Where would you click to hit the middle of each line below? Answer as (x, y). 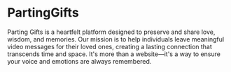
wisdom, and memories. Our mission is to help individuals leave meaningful (116, 39)
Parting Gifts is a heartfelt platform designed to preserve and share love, (111, 32)
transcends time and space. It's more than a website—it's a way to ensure (114, 54)
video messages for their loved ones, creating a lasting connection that (110, 46)
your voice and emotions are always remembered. (79, 61)
